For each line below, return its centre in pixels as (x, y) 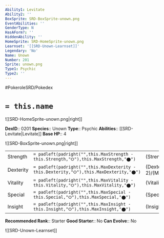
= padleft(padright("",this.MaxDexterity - (85, 167)
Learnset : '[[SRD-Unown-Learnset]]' (42, 46)
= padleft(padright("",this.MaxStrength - (83, 154)
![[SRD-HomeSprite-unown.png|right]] (44, 119)
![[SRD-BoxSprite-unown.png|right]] (41, 143)
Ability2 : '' (18, 14)
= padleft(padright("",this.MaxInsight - (82, 204)
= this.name (29, 106)
